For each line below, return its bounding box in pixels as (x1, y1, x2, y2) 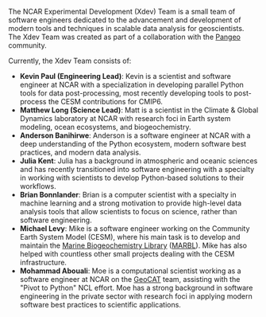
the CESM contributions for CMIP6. (48, 97, 163, 106)
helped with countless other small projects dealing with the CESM (19, 249, 235, 258)
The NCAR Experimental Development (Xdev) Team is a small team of (8, 7, 236, 16)
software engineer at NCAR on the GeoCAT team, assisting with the (19, 275, 241, 284)
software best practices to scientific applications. (19, 300, 181, 309)
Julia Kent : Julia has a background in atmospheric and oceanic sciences (19, 156, 258, 166)
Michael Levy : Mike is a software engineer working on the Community (19, 224, 250, 233)
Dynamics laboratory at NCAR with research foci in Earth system (19, 114, 231, 123)
